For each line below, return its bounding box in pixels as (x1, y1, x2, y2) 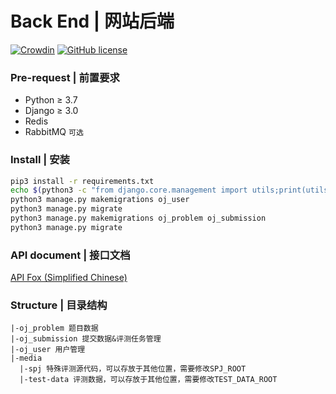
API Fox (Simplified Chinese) (10, 272, 128, 284)
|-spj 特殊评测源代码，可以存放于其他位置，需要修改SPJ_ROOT (19, 364, 247, 374)
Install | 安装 (10, 153, 70, 167)
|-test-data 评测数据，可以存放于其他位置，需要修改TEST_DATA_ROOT (19, 375, 278, 385)
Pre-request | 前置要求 (10, 70, 120, 84)
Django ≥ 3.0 (24, 105, 79, 117)
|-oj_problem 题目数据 (10, 323, 99, 334)
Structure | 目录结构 (10, 298, 108, 312)
